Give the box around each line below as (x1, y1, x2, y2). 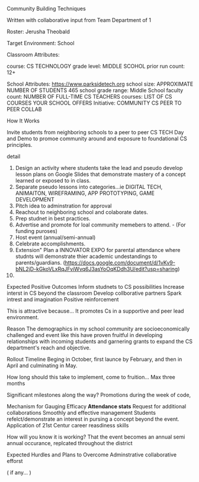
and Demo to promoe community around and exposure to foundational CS (7, 135, 187, 142)
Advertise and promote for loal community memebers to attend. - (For (15, 221, 186, 228)
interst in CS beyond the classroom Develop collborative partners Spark (7, 289, 182, 297)
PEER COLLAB (7, 106, 42, 112)
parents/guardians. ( (15, 259, 66, 266)
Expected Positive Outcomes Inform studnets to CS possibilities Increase (7, 283, 185, 290)
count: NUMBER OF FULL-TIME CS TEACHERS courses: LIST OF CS (7, 93, 172, 100)
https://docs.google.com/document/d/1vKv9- (65, 259, 175, 266)
